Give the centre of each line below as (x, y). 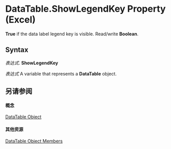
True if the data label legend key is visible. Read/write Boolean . (72, 34)
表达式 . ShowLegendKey (32, 63)
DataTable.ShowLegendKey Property (86, 9)
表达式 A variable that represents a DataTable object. (61, 73)
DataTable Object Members (34, 141)
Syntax (17, 50)
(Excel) (20, 20)
